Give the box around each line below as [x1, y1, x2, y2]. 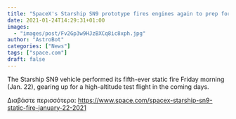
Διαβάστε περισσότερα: [7, 96, 77, 104]
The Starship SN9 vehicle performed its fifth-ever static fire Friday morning [7, 75, 225, 83]
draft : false [7, 56, 46, 63]
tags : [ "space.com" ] [7, 50, 68, 57]
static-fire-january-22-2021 [7, 103, 86, 112]
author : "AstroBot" [7, 36, 65, 43]
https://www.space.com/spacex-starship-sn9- [77, 96, 213, 104]
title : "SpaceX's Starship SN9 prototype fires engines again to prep [7, 10, 218, 17]
